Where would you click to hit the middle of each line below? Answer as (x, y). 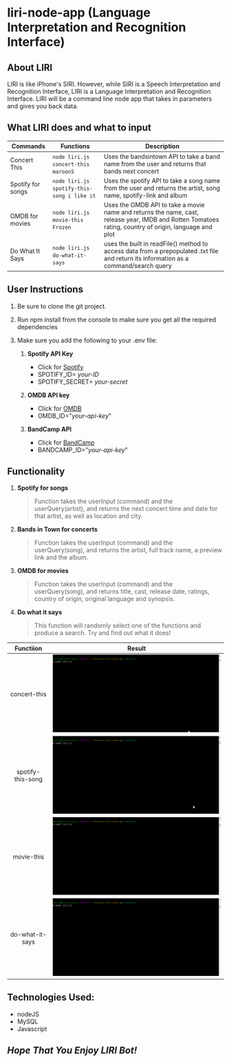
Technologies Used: (51, 998)
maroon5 (63, 172)
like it (85, 196)
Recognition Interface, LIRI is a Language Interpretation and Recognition (109, 91)
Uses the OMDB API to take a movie (154, 205)
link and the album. (61, 558)
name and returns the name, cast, (152, 213)
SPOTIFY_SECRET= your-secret (82, 382)
